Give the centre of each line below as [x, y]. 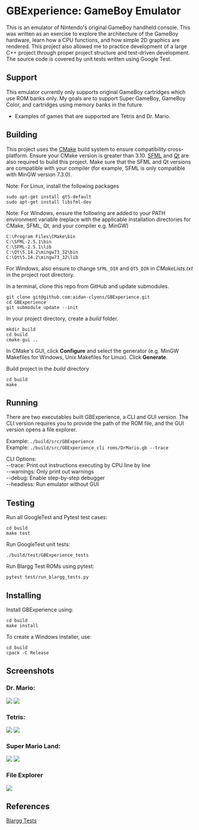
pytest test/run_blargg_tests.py [48, 577]
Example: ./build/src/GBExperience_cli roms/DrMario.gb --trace [87, 447]
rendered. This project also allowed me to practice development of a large [97, 46]
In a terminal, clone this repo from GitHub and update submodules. [88, 286]
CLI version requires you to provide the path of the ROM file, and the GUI [95, 424]
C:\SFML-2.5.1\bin [29, 242]
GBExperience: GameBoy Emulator [94, 11]
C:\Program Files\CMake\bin [41, 236]
